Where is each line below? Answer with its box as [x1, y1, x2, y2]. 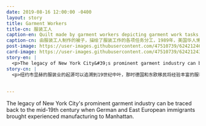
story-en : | [6, 54, 37, 61]
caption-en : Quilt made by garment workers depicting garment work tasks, [6, 32, 202, 38]
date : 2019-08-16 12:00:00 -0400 [6, 9, 92, 15]
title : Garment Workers [6, 20, 67, 26]
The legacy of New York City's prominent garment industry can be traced [6, 100, 192, 107]
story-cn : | [6, 65, 37, 72]
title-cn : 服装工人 [6, 26, 53, 32]
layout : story [6, 15, 43, 21]
